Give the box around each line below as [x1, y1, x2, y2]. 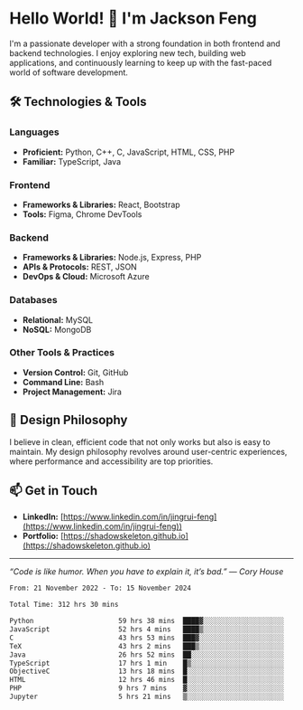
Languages [9, 126, 60, 138]
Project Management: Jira [22, 386, 122, 397]
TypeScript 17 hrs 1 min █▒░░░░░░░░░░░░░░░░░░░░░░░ [9, 658, 284, 667]
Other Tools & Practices [9, 346, 115, 359]
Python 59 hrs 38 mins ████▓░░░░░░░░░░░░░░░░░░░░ [9, 617, 284, 626]
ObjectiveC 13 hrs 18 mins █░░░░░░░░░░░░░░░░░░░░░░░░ [9, 667, 284, 677]
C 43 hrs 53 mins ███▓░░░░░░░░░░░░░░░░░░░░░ [9, 633, 284, 642]
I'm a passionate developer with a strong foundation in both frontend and [9, 38, 281, 49]
